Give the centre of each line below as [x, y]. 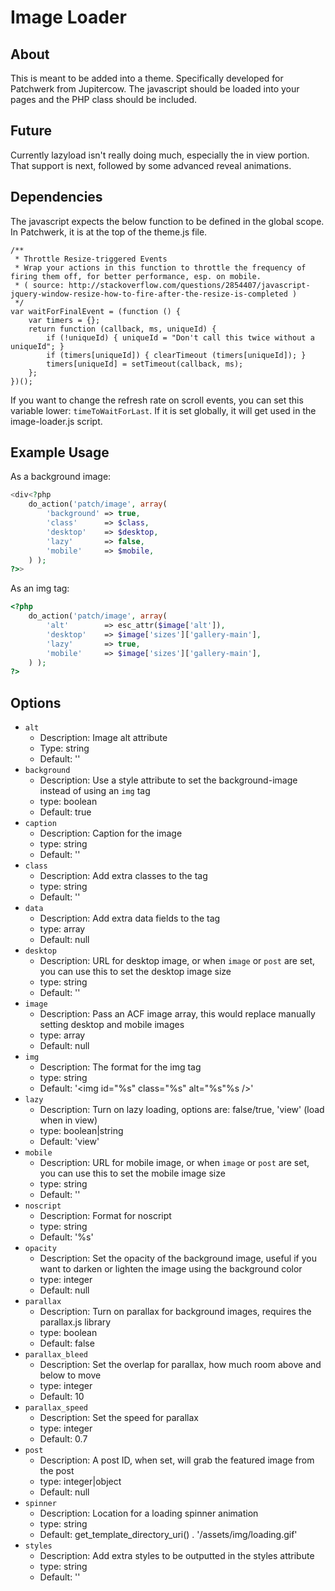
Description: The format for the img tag [120, 1067]
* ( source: [39, 285]
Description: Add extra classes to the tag [123, 876]
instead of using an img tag [95, 791]
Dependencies [56, 197]
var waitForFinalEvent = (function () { [96, 311]
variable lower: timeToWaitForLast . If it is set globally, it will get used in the [163, 410]
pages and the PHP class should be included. [104, 99]
